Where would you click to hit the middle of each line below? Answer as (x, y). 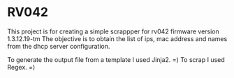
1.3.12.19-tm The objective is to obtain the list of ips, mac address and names (117, 38)
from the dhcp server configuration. (59, 46)
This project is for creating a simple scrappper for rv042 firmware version (114, 31)
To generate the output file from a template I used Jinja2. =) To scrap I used (116, 59)
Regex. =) (21, 67)
